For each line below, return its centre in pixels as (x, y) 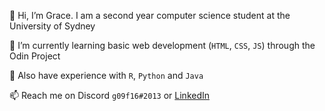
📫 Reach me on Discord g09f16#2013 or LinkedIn (110, 95)
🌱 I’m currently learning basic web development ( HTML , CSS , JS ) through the (162, 45)
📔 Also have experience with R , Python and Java (106, 75)
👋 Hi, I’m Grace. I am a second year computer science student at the (150, 15)
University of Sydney (52, 26)
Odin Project (35, 56)
